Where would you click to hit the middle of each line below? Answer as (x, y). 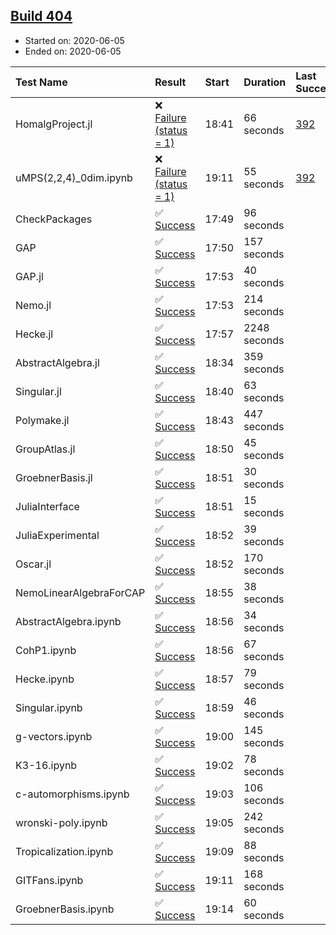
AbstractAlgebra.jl (57, 362)
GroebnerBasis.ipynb (65, 909)
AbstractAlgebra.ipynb (68, 621)
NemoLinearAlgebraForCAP (80, 592)
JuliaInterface (47, 506)
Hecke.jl (34, 334)
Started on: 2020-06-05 (74, 40)
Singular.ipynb (49, 707)
